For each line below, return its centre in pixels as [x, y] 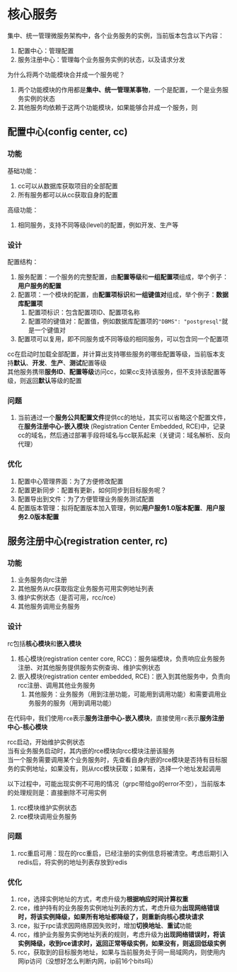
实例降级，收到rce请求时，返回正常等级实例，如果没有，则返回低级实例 [122, 944]
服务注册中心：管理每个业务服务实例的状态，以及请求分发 [101, 59]
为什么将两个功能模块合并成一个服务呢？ [66, 74]
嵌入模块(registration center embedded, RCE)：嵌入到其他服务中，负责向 [124, 676]
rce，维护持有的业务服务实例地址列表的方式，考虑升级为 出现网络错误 [118, 908]
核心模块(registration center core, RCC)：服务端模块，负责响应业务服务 [121, 658]
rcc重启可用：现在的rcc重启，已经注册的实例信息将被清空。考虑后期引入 [123, 853]
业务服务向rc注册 [42, 580]
